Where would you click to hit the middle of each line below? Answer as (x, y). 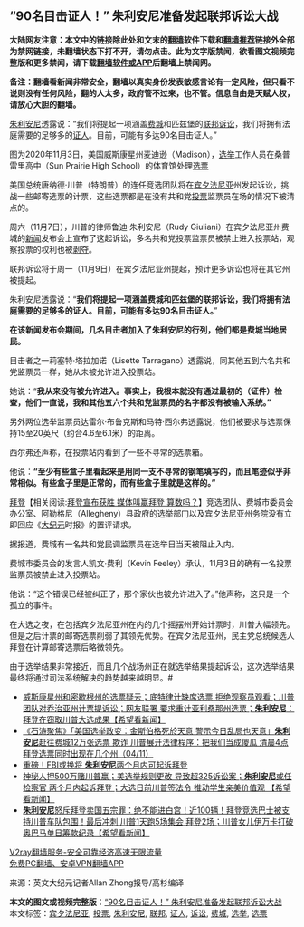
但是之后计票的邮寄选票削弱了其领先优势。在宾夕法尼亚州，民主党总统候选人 (152, 635)
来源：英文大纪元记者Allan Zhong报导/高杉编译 (96, 883)
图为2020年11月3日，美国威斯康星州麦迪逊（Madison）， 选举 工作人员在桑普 (150, 154)
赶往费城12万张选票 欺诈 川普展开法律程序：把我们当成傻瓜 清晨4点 (163, 742)
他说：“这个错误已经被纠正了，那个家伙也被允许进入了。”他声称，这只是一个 (150, 594)
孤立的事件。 (33, 604)
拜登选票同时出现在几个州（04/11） (88, 753)
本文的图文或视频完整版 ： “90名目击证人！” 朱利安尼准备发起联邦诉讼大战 (146, 902)
